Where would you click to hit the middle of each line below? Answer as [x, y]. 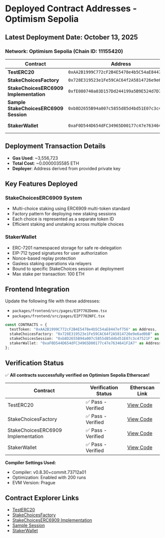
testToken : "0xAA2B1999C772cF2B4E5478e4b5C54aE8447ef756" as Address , [83, 329]
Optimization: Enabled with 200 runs [49, 477]
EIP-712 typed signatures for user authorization [60, 253]
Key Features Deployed [41, 184]
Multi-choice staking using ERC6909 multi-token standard [71, 209]
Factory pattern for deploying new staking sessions [64, 214]
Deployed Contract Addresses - [71, 9]
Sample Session [28, 525]
